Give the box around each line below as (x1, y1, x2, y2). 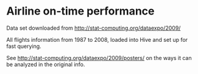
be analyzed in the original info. (6, 61, 85, 68)
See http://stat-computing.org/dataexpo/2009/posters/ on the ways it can (6, 54, 192, 61)
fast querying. (6, 42, 41, 50)
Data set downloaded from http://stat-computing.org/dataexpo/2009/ (6, 24, 181, 32)
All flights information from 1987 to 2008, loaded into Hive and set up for (6, 36, 188, 43)
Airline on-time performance (6, 4, 155, 18)
